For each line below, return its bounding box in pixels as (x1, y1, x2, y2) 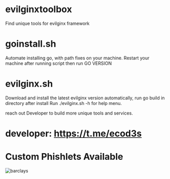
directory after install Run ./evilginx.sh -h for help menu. (5, 100, 122, 106)
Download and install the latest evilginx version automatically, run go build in (5, 95, 165, 101)
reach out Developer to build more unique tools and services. (5, 110, 133, 116)
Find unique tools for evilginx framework (5, 20, 90, 26)
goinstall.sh (5, 38, 56, 50)
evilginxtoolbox (5, 4, 72, 15)
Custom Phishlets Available (5, 151, 123, 163)
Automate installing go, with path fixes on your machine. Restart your (5, 55, 150, 61)
